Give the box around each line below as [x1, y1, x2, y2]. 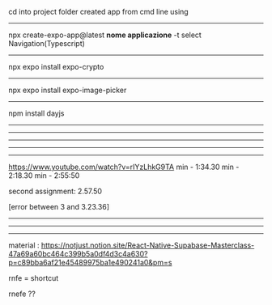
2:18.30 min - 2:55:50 [8, 171, 80, 180]
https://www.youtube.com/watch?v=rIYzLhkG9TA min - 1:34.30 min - [8, 162, 240, 172]
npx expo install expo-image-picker [8, 85, 127, 95]
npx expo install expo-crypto [8, 62, 104, 71]
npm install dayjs [8, 108, 65, 118]
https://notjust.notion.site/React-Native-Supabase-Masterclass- [40, 240, 255, 250]
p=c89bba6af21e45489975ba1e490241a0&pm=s [8, 258, 172, 267]
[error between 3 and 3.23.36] [8, 202, 110, 211]
